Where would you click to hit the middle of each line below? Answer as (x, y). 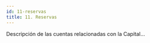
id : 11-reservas (26, 11)
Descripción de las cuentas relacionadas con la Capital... (76, 34)
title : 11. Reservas (32, 17)
